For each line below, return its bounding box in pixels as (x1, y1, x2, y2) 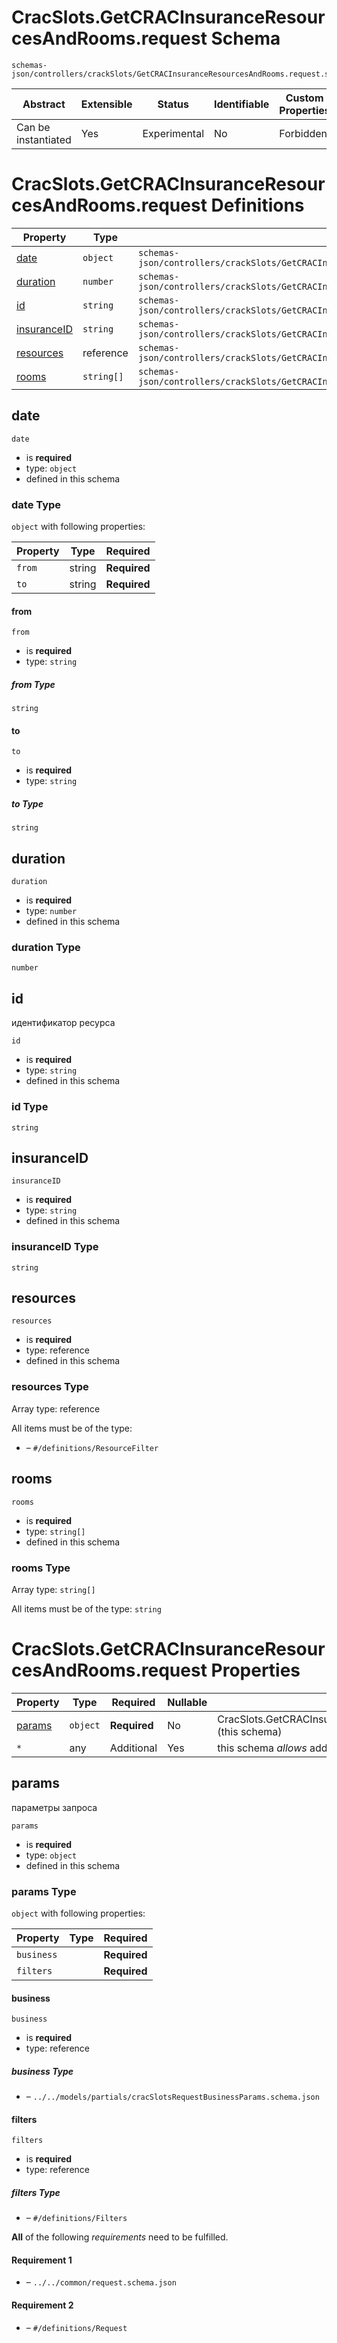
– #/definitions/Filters (25, 2212, 128, 2224)
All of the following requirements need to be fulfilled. (11, 2231, 229, 2243)
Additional (109, 1741, 158, 1755)
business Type (11, 2065, 74, 2077)
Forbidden (279, 126, 328, 140)
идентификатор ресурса (11, 1017, 116, 1029)
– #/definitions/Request (25, 2321, 128, 2333)
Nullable (167, 1695, 208, 1709)
